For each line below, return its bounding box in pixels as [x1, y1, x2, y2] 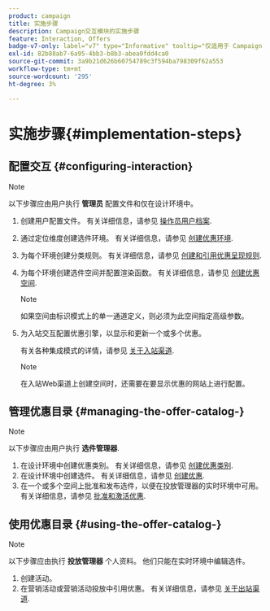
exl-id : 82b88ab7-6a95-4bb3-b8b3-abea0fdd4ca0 [8, 50, 169, 58]
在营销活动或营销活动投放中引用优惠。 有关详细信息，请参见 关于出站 [20, 583, 253, 594]
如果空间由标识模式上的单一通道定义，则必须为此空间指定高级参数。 [20, 311, 249, 321]
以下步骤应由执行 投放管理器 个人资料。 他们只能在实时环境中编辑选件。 [8, 556, 250, 566]
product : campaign [8, 11, 71, 20]
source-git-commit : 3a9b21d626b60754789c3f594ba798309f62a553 [8, 58, 224, 66]
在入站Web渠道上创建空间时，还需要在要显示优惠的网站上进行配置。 [20, 378, 250, 388]
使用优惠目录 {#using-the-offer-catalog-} [8, 517, 222, 531]
